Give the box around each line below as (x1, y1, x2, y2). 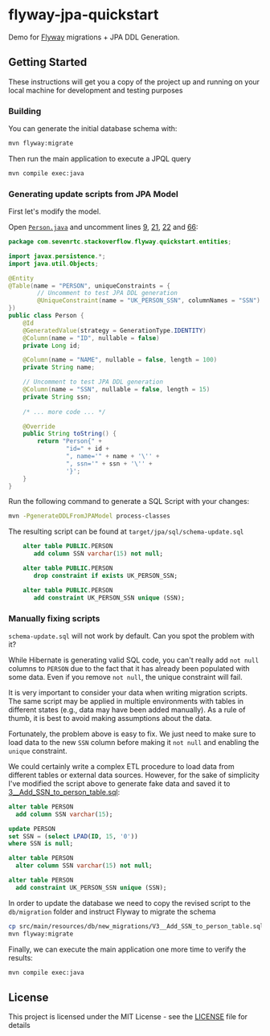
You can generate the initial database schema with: (8, 124, 178, 133)
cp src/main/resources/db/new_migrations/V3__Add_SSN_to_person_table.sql (8, 922, 264, 930)
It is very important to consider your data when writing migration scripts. (8, 687, 247, 697)
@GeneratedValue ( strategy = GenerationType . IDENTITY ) (22, 326, 207, 334)
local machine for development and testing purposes (8, 85, 183, 95)
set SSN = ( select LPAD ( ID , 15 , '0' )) (8, 832, 138, 841)
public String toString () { (22, 430, 117, 438)
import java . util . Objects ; (8, 260, 99, 268)
